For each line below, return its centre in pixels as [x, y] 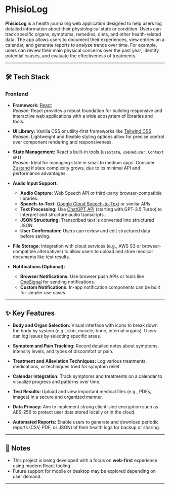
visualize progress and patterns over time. [56, 382]
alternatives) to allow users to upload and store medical [95, 251]
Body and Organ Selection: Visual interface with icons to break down [85, 325]
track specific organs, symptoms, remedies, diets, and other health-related [83, 34]
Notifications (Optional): [39, 266]
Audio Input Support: [35, 183]
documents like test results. [41, 257]
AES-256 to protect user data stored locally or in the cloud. [74, 412]
